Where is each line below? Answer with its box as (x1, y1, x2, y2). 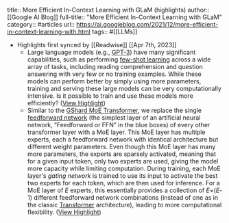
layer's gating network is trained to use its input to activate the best (27, 172, 218, 180)
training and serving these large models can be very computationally (27, 85, 221, 92)
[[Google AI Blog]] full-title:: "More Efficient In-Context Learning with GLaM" (7, 13, 223, 21)
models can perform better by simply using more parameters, (27, 77, 202, 85)
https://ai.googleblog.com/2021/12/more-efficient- (76, 21, 219, 28)
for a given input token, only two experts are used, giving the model (27, 157, 219, 165)
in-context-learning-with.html (7, 27, 91, 36)
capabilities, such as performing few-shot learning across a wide (27, 55, 211, 64)
